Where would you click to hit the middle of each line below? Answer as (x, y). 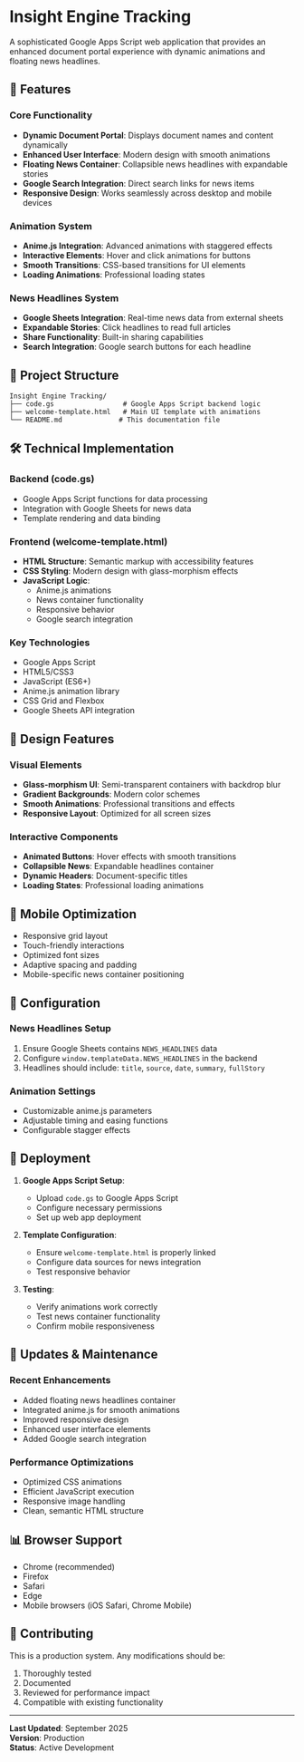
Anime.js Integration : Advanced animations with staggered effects (147, 246)
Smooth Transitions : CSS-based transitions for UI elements (134, 265)
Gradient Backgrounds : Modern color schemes (111, 794)
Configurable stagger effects (76, 1130)
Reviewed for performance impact (86, 1692)
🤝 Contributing (52, 1634)
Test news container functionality (98, 1316)
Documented (47, 1682)
